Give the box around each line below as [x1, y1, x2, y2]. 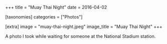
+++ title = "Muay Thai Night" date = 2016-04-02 [5, 4, 107, 10]
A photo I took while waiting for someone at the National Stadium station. [5, 33, 156, 39]
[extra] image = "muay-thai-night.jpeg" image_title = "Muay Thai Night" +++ [5, 23, 163, 29]
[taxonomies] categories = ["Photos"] [5, 14, 83, 19]
